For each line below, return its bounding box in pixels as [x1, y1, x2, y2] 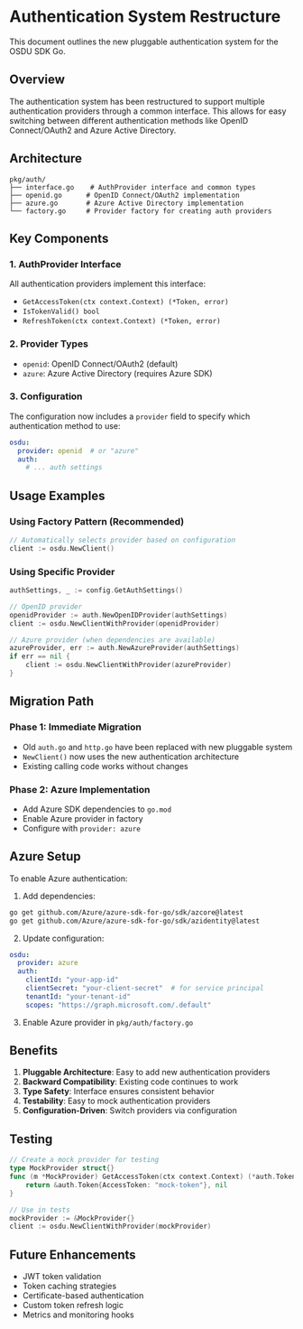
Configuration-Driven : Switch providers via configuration [22, 1105, 237, 1116]
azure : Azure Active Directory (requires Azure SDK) [22, 367, 213, 378]
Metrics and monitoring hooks [22, 1309, 134, 1320]
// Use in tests [9, 1205, 70, 1214]
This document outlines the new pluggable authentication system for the [9, 36, 279, 47]
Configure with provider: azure [22, 822, 142, 833]
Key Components [9, 230, 109, 246]
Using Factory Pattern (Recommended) [9, 515, 185, 527]
